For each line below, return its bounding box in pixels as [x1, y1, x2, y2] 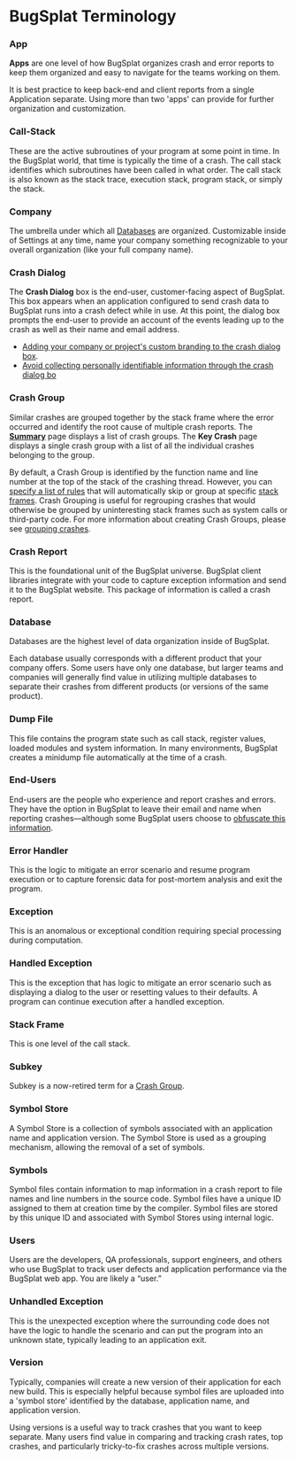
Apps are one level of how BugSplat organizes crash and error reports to [9, 58, 275, 68]
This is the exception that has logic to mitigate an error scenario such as [9, 977, 272, 988]
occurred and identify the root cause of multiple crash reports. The [9, 421, 254, 431]
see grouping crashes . [9, 523, 91, 533]
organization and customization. [9, 104, 126, 114]
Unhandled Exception [9, 1295, 104, 1308]
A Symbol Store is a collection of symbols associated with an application [9, 1122, 273, 1133]
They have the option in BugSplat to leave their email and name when [9, 804, 262, 814]
